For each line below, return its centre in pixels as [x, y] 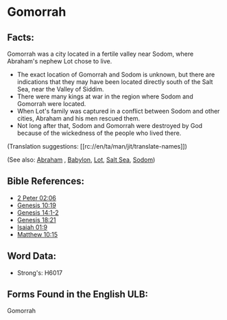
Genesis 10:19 [36, 205]
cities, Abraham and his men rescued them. [79, 118]
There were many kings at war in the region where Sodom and [105, 96]
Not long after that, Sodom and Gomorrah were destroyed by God [110, 126]
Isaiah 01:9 [32, 227]
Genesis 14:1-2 [38, 212]
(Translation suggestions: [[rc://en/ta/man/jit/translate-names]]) [97, 146]
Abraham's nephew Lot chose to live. [60, 61]
